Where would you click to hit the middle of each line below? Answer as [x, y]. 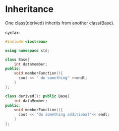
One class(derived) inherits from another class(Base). [60, 23]
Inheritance [29, 9]
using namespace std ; [28, 51]
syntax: [13, 32]
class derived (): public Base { [37, 96]
